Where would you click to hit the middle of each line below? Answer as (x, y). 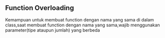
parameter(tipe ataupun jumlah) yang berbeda (53, 30)
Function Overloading (40, 8)
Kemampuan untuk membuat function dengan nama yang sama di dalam (80, 19)
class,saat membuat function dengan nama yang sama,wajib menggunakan (83, 25)
